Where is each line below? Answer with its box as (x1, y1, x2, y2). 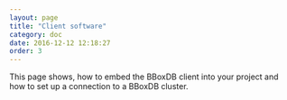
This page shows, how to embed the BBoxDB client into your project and (9, 71, 279, 82)
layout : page (9, 13, 59, 23)
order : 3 (9, 47, 42, 56)
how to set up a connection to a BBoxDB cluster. (9, 81, 189, 92)
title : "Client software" (9, 22, 106, 31)
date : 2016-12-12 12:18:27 (9, 38, 111, 48)
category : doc (9, 30, 63, 39)
